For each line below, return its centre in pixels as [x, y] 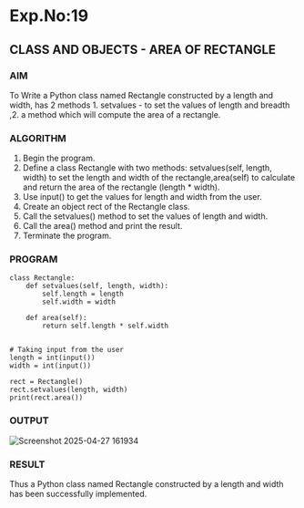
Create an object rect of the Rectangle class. [106, 207]
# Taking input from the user [67, 350]
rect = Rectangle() [46, 382]
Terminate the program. [67, 236]
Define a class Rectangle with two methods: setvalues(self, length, [147, 168]
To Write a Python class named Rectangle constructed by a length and [142, 95]
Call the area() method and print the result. [102, 226]
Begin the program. [59, 158]
